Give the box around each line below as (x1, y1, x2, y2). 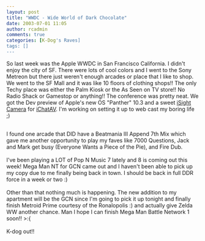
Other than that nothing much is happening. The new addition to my (6, 188, 177, 196)
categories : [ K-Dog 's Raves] (6, 37, 81, 43)
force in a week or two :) (6, 176, 68, 183)
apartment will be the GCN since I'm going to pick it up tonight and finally (6, 195, 191, 202)
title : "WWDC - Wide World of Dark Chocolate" (6, 15, 127, 21)
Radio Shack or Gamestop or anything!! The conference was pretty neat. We (6, 92, 199, 100)
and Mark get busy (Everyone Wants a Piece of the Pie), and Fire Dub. (6, 143, 183, 150)
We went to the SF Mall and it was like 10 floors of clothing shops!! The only (6, 79, 197, 86)
